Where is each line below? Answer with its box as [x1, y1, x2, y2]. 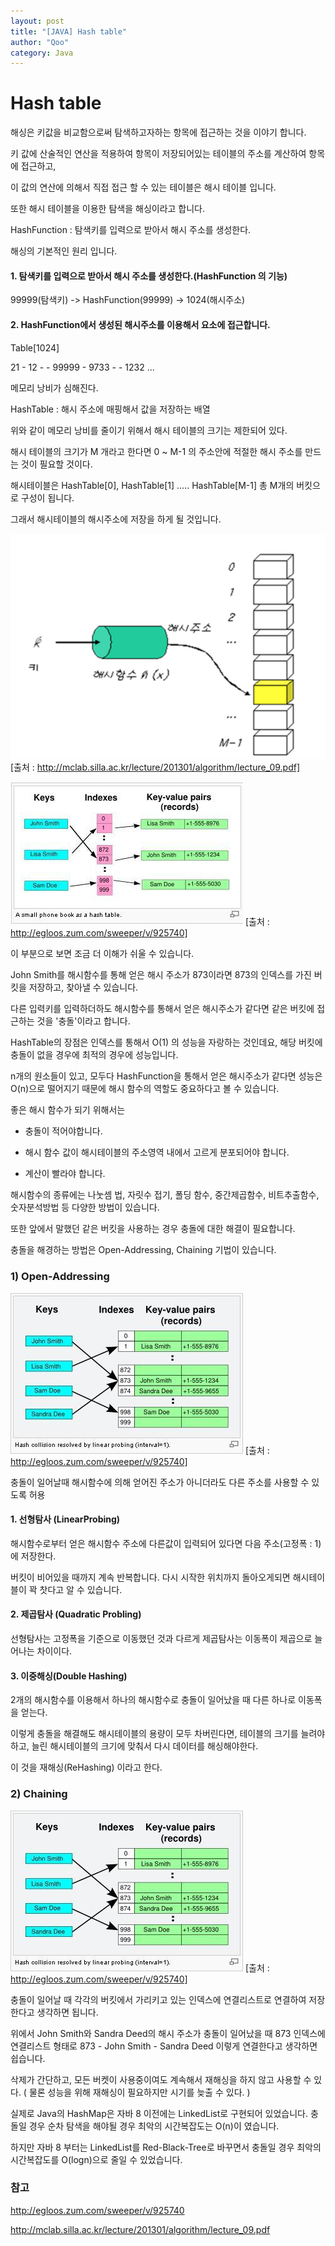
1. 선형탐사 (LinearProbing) [10, 1513, 121, 1525]
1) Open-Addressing [10, 1270, 110, 1284]
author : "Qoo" [10, 37, 70, 47]
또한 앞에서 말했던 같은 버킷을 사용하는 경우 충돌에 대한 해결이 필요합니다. [10, 1223, 296, 1235]
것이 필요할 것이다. [20, 458, 93, 470]
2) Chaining [10, 1787, 68, 1801]
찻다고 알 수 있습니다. [39, 1583, 123, 1595]
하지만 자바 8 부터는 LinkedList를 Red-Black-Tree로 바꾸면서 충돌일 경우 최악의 [10, 2141, 322, 2153]
